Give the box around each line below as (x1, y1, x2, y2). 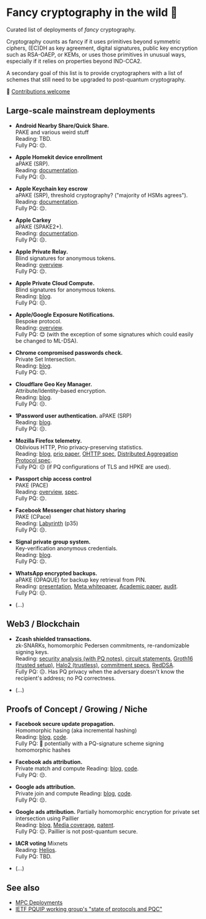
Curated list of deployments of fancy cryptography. (6, 26, 136, 33)
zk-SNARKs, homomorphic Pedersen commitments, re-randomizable (15, 642, 190, 649)
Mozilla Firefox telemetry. (15, 436, 82, 444)
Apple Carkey (15, 216, 51, 224)
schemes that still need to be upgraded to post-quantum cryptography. (6, 76, 186, 83)
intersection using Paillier (15, 814, 80, 822)
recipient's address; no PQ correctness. (15, 674, 116, 682)
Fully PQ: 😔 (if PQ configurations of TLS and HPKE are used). (15, 463, 171, 470)
